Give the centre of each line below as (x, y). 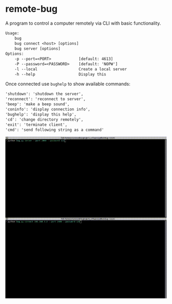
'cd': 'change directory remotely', (44, 119)
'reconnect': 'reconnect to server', (46, 99)
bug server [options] (37, 49)
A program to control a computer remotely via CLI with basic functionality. (83, 23)
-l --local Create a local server (71, 69)
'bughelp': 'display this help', (41, 114)
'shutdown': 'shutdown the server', (44, 94)
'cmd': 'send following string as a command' (55, 130)
